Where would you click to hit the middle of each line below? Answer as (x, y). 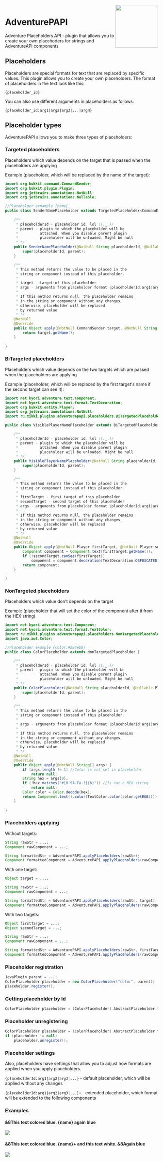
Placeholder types (33, 126)
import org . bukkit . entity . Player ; (40, 407)
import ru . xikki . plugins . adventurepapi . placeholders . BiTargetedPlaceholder (83, 416)
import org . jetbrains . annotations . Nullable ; (51, 197)
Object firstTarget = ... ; (32, 923)
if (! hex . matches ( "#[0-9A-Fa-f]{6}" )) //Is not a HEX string (86, 783)
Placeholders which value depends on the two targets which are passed (77, 369)
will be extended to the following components (50, 1098)
